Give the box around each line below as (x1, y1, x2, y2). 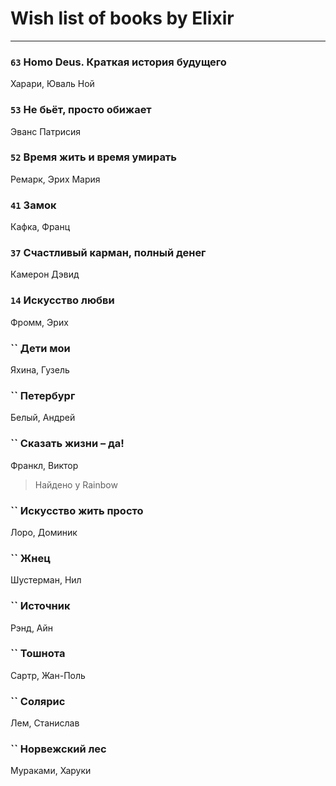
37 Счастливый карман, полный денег (10, 246, 207, 260)
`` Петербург (10, 388, 76, 402)
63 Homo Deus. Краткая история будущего (10, 55, 227, 69)
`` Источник (10, 599, 71, 613)
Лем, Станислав (10, 717, 80, 729)
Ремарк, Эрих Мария (10, 173, 101, 185)
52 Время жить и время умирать (10, 150, 177, 164)
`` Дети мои (10, 341, 71, 355)
